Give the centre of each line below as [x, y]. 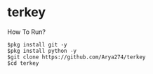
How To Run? [26, 32]
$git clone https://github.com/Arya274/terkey [76, 57]
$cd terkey [23, 63]
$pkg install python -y [42, 51]
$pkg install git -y [38, 44]
